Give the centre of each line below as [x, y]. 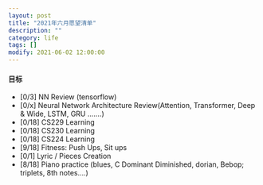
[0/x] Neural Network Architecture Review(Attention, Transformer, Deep [137, 106]
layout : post [30, 15]
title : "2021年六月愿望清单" [53, 23]
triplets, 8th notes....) [54, 173]
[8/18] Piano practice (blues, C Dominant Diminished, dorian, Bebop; [132, 164]
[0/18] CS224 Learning [57, 139]
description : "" [35, 30]
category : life [33, 38]
